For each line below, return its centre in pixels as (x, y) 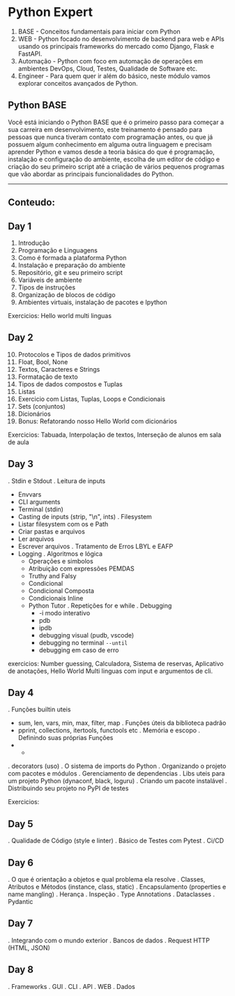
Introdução (34, 243)
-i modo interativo (65, 613)
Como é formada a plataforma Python (72, 257)
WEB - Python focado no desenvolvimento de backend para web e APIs (121, 38)
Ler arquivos (36, 538)
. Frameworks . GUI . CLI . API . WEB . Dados (71, 986)
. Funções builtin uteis (39, 709)
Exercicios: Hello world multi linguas (60, 315)
